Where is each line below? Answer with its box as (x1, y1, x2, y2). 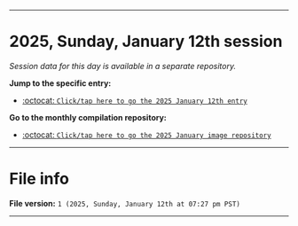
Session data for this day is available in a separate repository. (9, 60, 237, 71)
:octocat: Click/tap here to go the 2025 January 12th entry (21, 95, 248, 105)
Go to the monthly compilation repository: (9, 112, 167, 122)
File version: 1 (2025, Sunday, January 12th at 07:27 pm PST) (9, 198, 241, 208)
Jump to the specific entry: (9, 77, 112, 89)
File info (9, 169, 69, 189)
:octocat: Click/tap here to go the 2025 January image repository (21, 129, 272, 140)
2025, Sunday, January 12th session (9, 32, 283, 51)
